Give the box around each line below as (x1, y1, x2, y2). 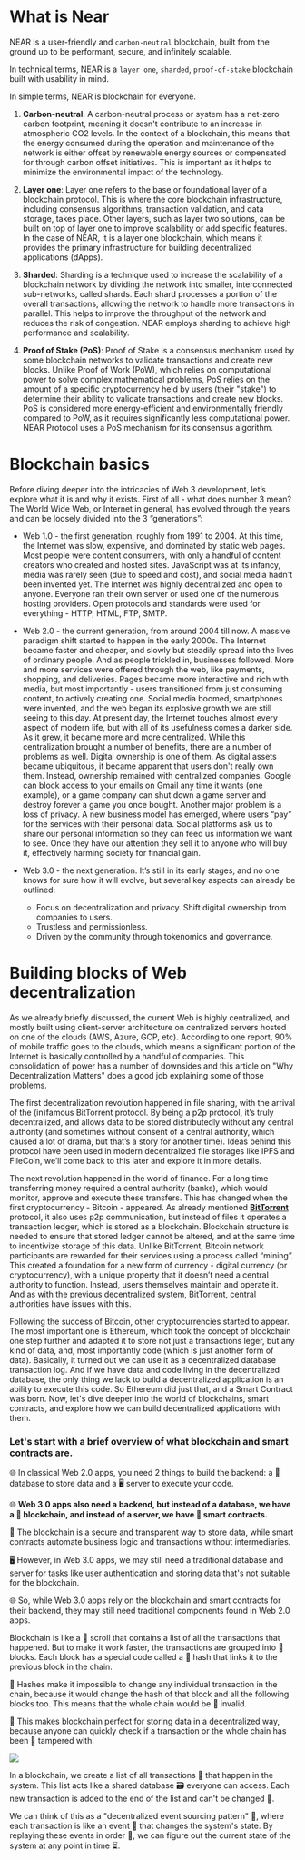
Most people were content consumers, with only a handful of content (22, 550, 281, 561)
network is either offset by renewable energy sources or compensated (22, 147, 287, 158)
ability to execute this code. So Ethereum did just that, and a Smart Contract (9, 1383, 293, 1394)
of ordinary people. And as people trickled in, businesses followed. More (22, 654, 295, 665)
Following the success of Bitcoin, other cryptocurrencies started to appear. (9, 1316, 290, 1327)
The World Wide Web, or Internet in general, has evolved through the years (9, 502, 290, 514)
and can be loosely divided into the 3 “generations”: (9, 512, 203, 523)
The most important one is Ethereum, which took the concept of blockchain (9, 1325, 292, 1337)
